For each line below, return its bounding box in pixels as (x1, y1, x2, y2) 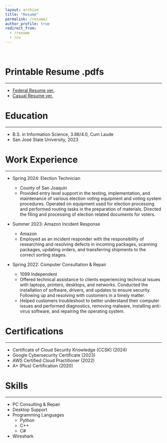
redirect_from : (5, 26, 37, 31)
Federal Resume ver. (12, 87, 55, 93)
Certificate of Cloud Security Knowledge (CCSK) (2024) (12, 347, 127, 353)
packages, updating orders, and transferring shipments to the (19, 246, 146, 252)
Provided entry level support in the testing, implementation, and (19, 190, 150, 196)
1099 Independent (19, 271, 57, 277)
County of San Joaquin (19, 185, 67, 191)
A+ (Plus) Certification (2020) (12, 362, 74, 369)
